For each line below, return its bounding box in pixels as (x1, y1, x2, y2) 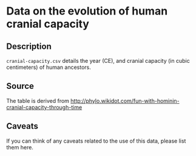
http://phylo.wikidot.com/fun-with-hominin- (70, 97, 180, 104)
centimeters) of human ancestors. (6, 63, 91, 71)
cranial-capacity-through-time (6, 103, 83, 111)
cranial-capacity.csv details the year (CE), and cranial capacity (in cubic (6, 57, 190, 64)
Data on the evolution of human (6, 4, 168, 18)
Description (6, 41, 52, 51)
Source (6, 81, 35, 91)
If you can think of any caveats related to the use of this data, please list (6, 137, 186, 145)
